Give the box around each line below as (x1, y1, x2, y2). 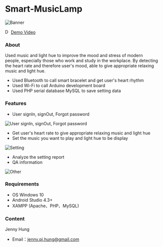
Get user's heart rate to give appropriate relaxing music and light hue (12, 130, 151, 136)
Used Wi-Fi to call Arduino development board (12, 83, 106, 89)
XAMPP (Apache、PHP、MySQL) (12, 203, 79, 209)
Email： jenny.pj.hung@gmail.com (12, 236, 79, 242)
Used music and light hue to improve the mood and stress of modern (5, 53, 143, 58)
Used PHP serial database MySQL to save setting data (12, 88, 121, 94)
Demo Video (10, 29, 36, 35)
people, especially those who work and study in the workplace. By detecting (5, 57, 158, 64)
